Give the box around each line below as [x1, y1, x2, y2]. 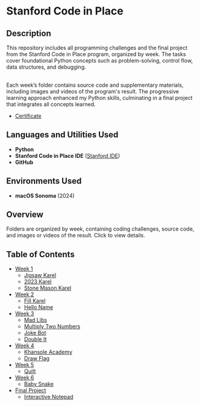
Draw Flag [23, 355, 50, 362]
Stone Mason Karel [23, 284, 72, 292]
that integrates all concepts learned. [6, 101, 96, 108]
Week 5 [14, 361, 34, 369]
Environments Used [6, 176, 82, 186]
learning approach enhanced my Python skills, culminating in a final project [6, 95, 193, 101]
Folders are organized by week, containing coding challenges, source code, [6, 225, 195, 233]
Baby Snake [23, 381, 54, 388]
